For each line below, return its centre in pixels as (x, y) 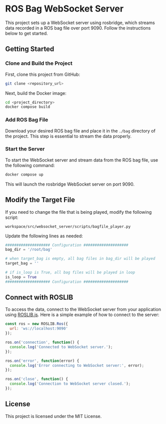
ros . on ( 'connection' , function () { (42, 342)
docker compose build (28, 107)
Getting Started (30, 49)
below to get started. (27, 33)
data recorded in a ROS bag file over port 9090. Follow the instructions (78, 28)
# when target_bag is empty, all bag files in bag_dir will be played (80, 259)
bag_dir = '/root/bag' (29, 250)
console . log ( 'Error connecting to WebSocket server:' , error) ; (77, 365)
